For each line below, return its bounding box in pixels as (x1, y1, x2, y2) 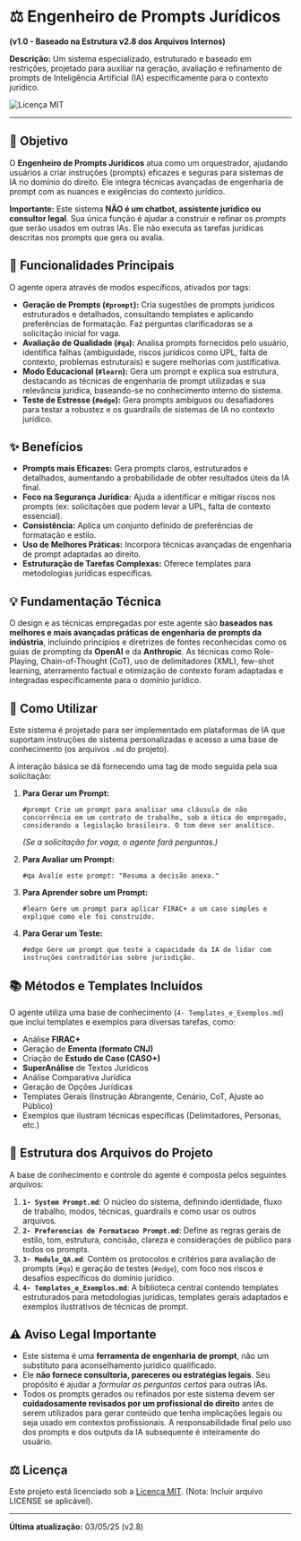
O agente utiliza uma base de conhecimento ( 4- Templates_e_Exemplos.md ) (9, 1007, 285, 1017)
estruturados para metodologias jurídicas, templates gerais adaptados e (21, 1291, 288, 1302)
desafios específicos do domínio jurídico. (21, 1272, 175, 1283)
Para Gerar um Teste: (21, 928, 103, 939)
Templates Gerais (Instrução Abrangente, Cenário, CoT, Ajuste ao (21, 1091, 264, 1102)
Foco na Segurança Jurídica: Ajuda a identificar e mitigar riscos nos (21, 491, 276, 503)
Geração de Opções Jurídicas (21, 1081, 133, 1092)
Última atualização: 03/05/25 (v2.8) (9, 1521, 144, 1532)
